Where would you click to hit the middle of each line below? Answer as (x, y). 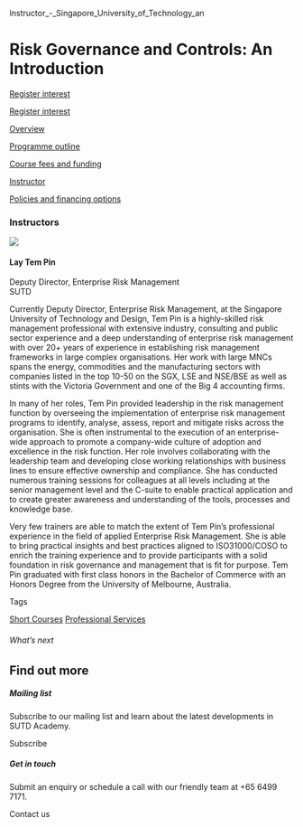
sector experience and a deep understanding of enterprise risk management (151, 338)
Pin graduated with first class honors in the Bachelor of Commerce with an (148, 575)
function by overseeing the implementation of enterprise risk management (147, 413)
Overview (27, 128)
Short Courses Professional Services (78, 619)
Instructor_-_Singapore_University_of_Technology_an (107, 13)
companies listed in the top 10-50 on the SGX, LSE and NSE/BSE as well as (148, 376)
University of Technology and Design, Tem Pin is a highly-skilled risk (137, 319)
